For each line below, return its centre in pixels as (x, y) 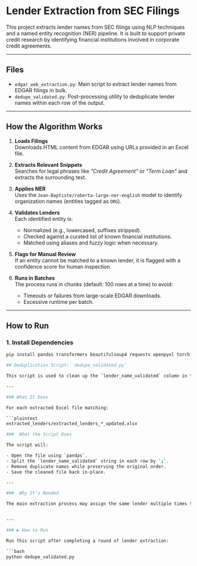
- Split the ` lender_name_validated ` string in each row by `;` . (87, 461)
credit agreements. (29, 46)
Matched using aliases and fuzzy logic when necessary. (91, 243)
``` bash (16, 551)
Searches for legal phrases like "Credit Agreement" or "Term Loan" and (101, 171)
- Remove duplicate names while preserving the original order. (86, 466)
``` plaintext (22, 418)
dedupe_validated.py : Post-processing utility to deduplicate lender (95, 96)
